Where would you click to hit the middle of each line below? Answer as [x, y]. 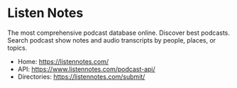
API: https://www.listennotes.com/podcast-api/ [87, 69]
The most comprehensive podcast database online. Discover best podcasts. [119, 33]
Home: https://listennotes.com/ [63, 61]
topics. [17, 48]
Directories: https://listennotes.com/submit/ [81, 77]
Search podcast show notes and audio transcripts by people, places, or [112, 40]
